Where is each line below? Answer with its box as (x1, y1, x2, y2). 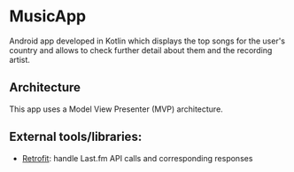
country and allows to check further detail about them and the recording (9, 44, 273, 55)
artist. (9, 54, 31, 65)
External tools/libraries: (9, 129, 143, 145)
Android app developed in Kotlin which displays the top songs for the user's (9, 35, 286, 46)
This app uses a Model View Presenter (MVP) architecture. (9, 104, 223, 114)
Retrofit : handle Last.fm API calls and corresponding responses (21, 152, 253, 163)
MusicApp (9, 6, 87, 27)
